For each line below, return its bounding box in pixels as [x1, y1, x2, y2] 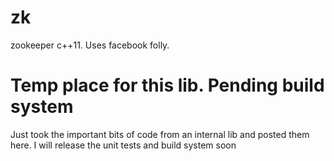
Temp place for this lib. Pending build [10, 74, 325, 97]
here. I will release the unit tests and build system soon [10, 139, 237, 151]
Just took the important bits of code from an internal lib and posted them [10, 128, 310, 140]
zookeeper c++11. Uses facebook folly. [10, 39, 170, 51]
